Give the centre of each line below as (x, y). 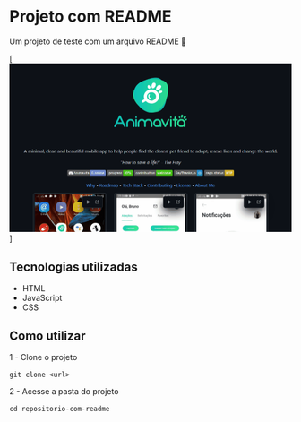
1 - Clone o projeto (43, 357)
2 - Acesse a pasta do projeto (64, 392)
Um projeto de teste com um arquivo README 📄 (98, 41)
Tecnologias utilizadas (73, 267)
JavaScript (42, 298)
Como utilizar (48, 336)
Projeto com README (90, 17)
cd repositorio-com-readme (60, 409)
